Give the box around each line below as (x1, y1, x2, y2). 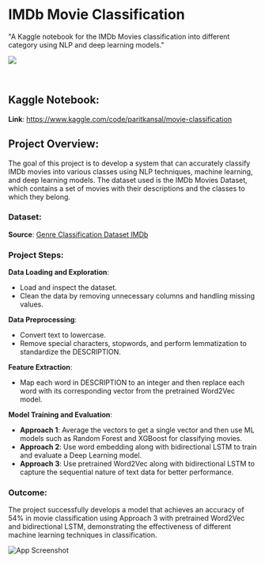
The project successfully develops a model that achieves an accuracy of (8, 505, 244, 515)
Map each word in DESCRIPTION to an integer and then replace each (19, 378, 245, 387)
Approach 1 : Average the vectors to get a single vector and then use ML (19, 425, 255, 435)
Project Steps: (8, 249, 64, 261)
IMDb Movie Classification (8, 6, 185, 24)
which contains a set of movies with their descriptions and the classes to (8, 184, 245, 193)
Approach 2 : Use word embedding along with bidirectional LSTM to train (19, 442, 257, 452)
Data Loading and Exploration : (8, 268, 109, 277)
